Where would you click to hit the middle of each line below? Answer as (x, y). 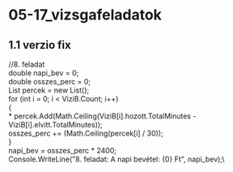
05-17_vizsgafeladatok (85, 15)
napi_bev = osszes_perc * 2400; (63, 150)
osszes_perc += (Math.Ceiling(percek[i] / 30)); (86, 133)
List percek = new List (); (49, 90)
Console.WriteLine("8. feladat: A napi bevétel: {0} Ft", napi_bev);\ (116, 159)
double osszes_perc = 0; (50, 82)
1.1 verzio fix (40, 45)
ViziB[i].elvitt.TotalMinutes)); (55, 125)
